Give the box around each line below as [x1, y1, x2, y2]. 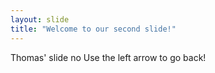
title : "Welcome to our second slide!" [10, 24, 177, 34]
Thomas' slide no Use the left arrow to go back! [10, 51, 207, 63]
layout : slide [10, 14, 70, 25]
